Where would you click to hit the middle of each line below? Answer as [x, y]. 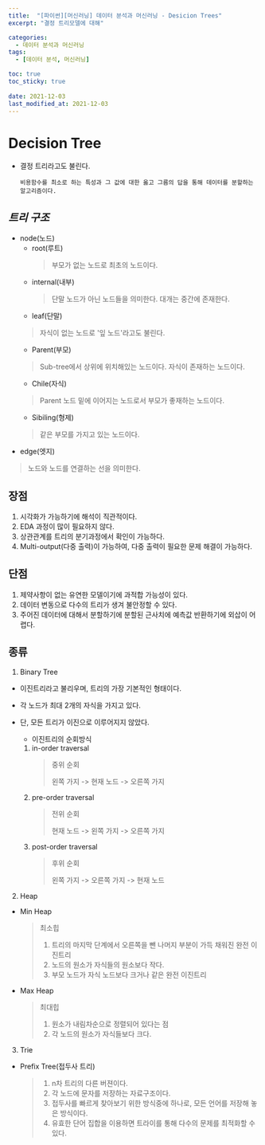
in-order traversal [60, 748]
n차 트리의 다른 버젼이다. [90, 1083]
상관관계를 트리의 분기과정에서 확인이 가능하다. [92, 536]
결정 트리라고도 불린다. [55, 166]
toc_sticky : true [37, 81]
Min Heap [36, 911]
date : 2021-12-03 [37, 96]
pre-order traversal [63, 797]
